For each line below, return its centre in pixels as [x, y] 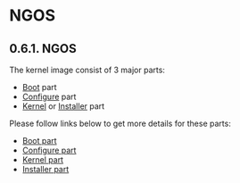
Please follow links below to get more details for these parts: [120, 123]
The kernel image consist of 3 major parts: [87, 70]
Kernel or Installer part [63, 106]
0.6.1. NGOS [43, 49]
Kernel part [43, 160]
